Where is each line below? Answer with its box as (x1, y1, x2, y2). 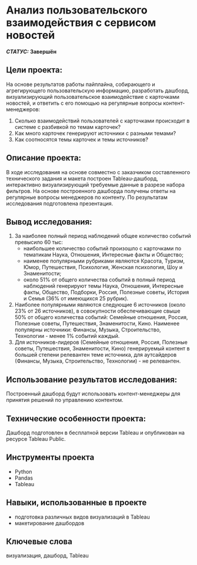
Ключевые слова (6, 537, 72, 547)
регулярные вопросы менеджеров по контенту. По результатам (6, 194, 168, 201)
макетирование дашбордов (14, 519, 85, 527)
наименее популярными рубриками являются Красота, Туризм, (23, 257, 185, 265)
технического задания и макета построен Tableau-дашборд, (6, 175, 159, 182)
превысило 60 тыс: (14, 239, 64, 246)
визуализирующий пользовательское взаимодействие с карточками (6, 93, 180, 100)
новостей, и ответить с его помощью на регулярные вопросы (6, 99, 162, 107)
